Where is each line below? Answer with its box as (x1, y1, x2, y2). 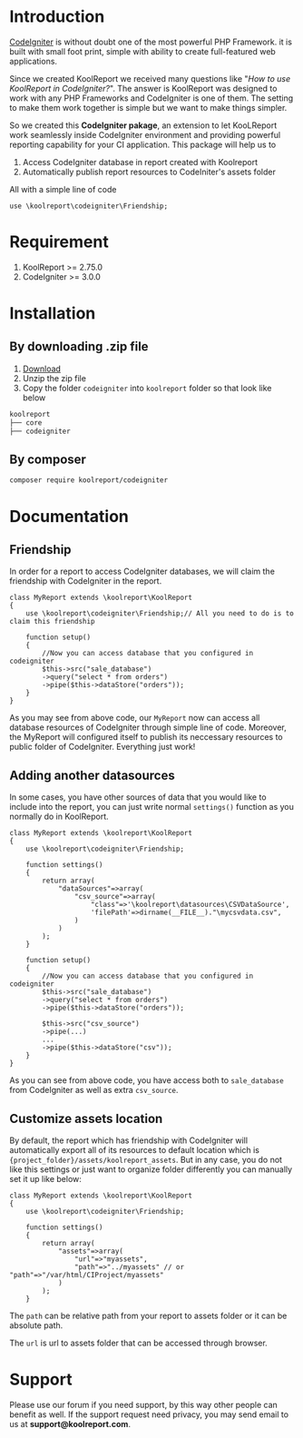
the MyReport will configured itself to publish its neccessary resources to (9, 732, 283, 743)
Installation (9, 303, 96, 324)
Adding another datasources (9, 767, 175, 783)
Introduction (9, 6, 105, 27)
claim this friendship (9, 617, 95, 626)
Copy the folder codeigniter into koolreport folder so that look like (22, 382, 272, 393)
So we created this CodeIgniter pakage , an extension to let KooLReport (9, 120, 278, 131)
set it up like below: (9, 1173, 82, 1184)
